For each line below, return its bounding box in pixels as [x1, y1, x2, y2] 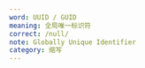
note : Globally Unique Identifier [9, 37, 137, 47]
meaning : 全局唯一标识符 [9, 21, 91, 30]
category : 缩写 [9, 46, 63, 55]
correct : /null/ [9, 29, 69, 38]
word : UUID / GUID [9, 12, 77, 22]
